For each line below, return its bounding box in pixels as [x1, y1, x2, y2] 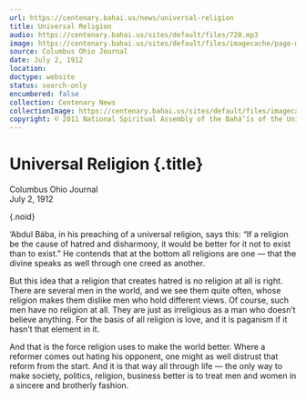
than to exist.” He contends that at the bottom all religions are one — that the [9, 248, 297, 259]
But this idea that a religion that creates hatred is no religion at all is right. [9, 275, 283, 286]
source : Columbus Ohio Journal [9, 47, 128, 56]
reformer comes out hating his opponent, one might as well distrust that [9, 351, 279, 362]
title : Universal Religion [9, 22, 112, 31]
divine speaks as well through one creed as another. [9, 258, 206, 269]
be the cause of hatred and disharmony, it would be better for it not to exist [9, 238, 291, 250]
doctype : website [9, 73, 76, 82]
